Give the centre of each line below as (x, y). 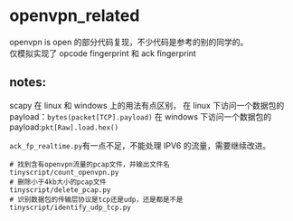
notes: (28, 82)
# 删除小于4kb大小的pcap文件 (58, 182)
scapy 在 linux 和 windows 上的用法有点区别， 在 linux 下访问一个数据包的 (147, 105)
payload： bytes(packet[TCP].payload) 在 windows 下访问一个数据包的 (141, 116)
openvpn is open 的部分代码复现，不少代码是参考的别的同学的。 (129, 42)
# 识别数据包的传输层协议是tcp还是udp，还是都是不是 (96, 199)
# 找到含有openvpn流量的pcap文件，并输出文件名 (90, 164)
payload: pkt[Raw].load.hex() (64, 127)
